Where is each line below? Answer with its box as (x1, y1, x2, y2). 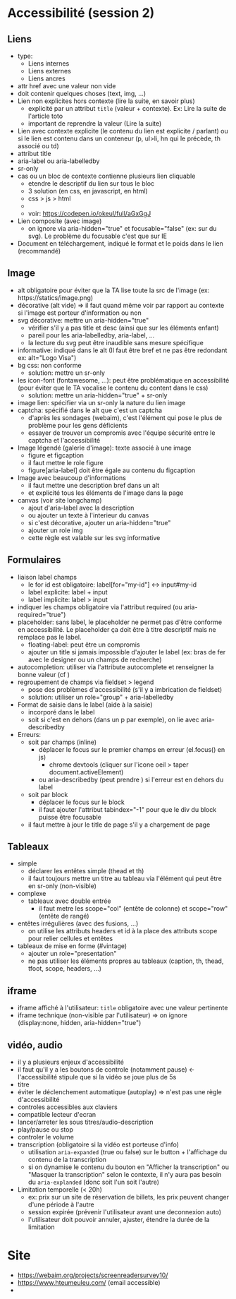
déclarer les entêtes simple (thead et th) (27, 867, 144, 875)
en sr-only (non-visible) (27, 882, 97, 890)
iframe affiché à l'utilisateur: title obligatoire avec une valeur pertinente (17, 1004, 228, 1012)
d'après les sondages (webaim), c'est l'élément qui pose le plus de (27, 413, 223, 421)
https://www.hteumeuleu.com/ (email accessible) (17, 1279, 161, 1286)
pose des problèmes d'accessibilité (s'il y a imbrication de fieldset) (27, 685, 223, 693)
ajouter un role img (27, 526, 83, 534)
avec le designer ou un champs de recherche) (27, 655, 162, 664)
